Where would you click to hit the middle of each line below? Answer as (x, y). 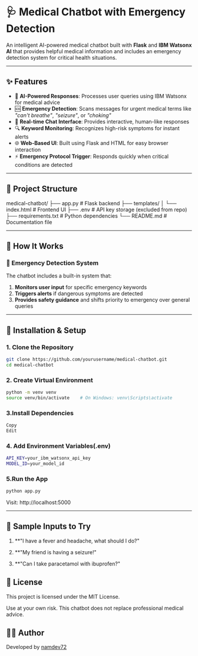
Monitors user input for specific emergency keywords (81, 287)
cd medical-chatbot (30, 365)
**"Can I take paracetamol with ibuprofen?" (67, 564)
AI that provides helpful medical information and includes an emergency (94, 51)
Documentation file (29, 222)
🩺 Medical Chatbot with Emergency (96, 12)
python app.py (24, 491)
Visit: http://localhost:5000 (39, 502)
